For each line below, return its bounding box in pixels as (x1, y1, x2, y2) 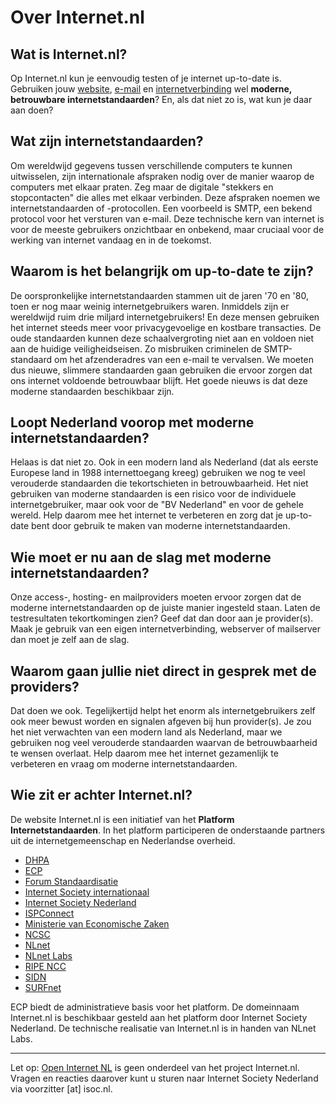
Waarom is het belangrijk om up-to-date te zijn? (10, 263, 314, 280)
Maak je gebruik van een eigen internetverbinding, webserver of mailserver (10, 623, 322, 635)
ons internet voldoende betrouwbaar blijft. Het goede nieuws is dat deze (10, 374, 308, 386)
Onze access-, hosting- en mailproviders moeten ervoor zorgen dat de (10, 591, 302, 603)
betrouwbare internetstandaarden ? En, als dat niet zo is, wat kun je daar (10, 94, 313, 105)
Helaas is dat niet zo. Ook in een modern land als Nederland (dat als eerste (10, 456, 319, 468)
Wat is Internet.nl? (10, 46, 128, 63)
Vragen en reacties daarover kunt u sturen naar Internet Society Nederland (10, 1072, 319, 1084)
